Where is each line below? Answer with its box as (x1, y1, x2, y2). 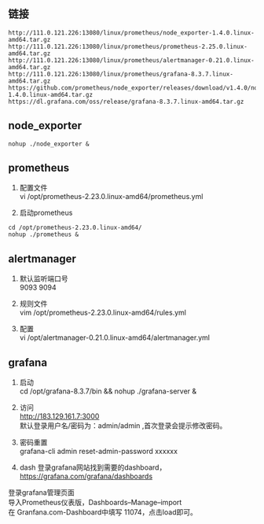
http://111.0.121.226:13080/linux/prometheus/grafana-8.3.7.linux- (8, 70, 234, 78)
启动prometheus (19, 208, 73, 218)
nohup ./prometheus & (8, 231, 79, 238)
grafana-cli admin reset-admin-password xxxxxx (19, 447, 178, 456)
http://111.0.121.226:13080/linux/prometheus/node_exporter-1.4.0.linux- (8, 28, 255, 37)
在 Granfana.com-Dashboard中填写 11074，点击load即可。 (8, 507, 198, 517)
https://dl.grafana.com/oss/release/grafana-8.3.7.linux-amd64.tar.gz (8, 98, 244, 105)
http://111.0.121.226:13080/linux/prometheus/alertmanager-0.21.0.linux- (8, 56, 255, 65)
